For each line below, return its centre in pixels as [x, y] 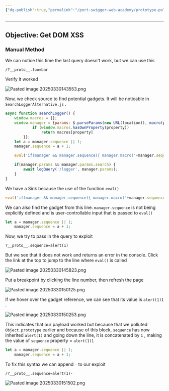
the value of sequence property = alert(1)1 [50, 341]
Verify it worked [22, 79]
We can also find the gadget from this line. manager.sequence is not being [80, 207]
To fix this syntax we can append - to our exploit [55, 364]
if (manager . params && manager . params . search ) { [65, 165]
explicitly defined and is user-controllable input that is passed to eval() [79, 212]
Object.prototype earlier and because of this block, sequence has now [77, 330]
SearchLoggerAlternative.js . [36, 104]
